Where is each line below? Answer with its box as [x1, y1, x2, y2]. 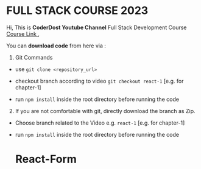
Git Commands [15, 53, 53, 61]
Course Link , [6, 30, 40, 37]
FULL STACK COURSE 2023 [6, 4, 149, 18]
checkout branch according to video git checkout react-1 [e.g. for [15, 77, 184, 84]
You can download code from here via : [6, 42, 107, 49]
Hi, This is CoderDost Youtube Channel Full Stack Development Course [6, 24, 187, 31]
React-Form [15, 153, 77, 166]
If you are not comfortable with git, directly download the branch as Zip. [15, 107, 196, 114]
